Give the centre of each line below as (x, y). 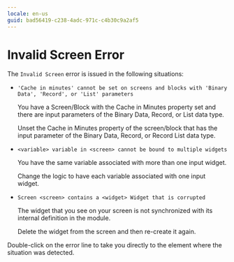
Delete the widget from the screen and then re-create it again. (107, 232)
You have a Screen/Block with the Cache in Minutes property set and (117, 107)
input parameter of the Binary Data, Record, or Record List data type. (116, 136)
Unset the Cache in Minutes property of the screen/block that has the (117, 128)
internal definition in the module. (64, 218)
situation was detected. (41, 253)
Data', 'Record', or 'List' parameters (75, 94)
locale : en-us (28, 14)
